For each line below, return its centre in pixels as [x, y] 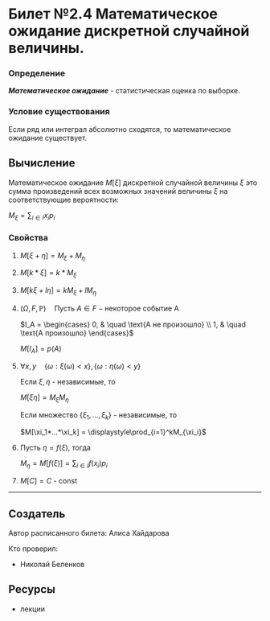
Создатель [37, 514]
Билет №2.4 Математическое [113, 14]
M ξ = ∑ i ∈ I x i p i [32, 216]
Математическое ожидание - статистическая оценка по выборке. [124, 91]
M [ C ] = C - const [49, 481]
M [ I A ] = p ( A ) [41, 349]
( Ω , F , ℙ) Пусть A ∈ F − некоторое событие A [99, 308]
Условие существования [59, 112]
